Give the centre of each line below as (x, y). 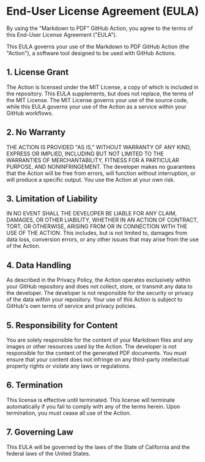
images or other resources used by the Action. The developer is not (91, 346)
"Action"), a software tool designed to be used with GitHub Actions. (91, 53)
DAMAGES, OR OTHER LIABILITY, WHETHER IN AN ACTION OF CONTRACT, (102, 220)
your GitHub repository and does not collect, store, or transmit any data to (99, 286)
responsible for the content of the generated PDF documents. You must (96, 353)
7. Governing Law (40, 432)
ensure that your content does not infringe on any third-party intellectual (98, 360)
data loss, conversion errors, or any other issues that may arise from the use (102, 239)
